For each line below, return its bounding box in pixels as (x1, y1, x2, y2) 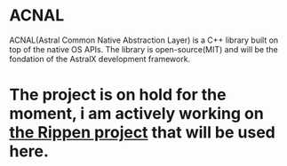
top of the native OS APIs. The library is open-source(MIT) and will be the (9, 43, 278, 54)
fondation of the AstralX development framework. (9, 53, 191, 64)
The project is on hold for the (9, 85, 227, 105)
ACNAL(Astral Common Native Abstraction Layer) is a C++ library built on (9, 35, 279, 45)
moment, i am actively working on (9, 104, 264, 124)
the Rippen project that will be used (9, 123, 275, 143)
